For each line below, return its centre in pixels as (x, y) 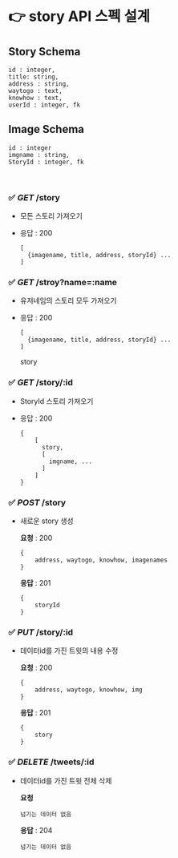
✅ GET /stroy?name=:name (63, 283)
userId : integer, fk (44, 105)
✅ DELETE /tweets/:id (51, 762)
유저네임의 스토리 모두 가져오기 (68, 300)
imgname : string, (39, 155)
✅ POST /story (37, 502)
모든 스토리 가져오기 (51, 216)
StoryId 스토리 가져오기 (57, 401)
